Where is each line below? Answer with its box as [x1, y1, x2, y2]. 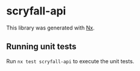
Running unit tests [6, 42, 77, 52]
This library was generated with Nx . [6, 24, 95, 31]
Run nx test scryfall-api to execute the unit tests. [6, 57, 135, 64]
